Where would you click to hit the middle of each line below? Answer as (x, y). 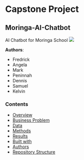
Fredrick (21, 59)
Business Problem (31, 120)
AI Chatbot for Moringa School (37, 40)
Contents (17, 104)
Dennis (20, 80)
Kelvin (19, 91)
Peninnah (22, 75)
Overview (22, 115)
